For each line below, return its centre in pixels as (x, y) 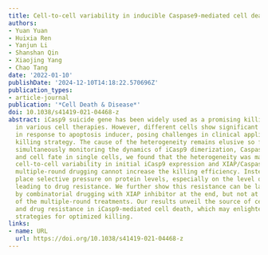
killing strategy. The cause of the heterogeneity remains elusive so (135, 142)
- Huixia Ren (30, 38)
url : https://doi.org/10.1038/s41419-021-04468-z (99, 239)
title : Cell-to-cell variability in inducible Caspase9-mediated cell (128, 16)
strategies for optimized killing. (75, 217)
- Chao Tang (28, 68)
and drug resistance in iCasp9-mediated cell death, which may (122, 209)
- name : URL (28, 231)
